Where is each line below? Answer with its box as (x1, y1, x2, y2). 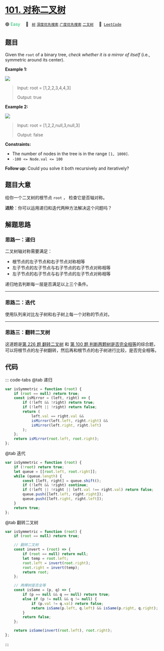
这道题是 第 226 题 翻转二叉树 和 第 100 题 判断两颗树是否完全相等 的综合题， (5, 341, 158, 347)
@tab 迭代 (5, 451, 26, 456)
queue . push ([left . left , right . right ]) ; (22, 492, 104, 497)
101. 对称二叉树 (5, 4, 66, 16)
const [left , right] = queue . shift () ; (22, 478, 102, 483)
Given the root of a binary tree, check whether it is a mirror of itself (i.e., (5, 52, 150, 58)
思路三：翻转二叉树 (5, 329, 50, 336)
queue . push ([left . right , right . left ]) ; (22, 496, 104, 501)
